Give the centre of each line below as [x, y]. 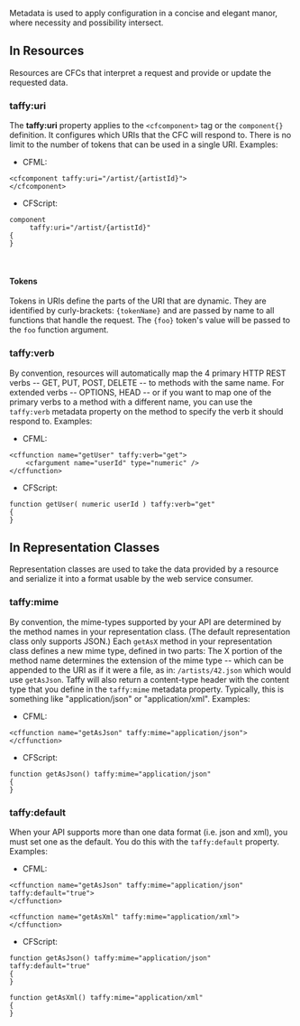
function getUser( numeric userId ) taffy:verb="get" [113, 504]
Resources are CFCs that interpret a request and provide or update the [141, 72]
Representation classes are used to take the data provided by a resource [144, 569]
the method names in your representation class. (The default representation [150, 631]
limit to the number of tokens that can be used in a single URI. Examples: [144, 145]
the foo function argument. [59, 330]
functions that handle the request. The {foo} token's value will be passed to [150, 321]
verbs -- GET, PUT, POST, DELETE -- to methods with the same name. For [147, 382]
